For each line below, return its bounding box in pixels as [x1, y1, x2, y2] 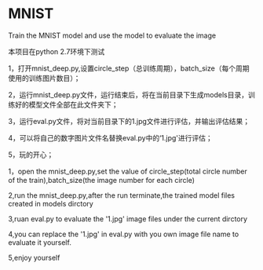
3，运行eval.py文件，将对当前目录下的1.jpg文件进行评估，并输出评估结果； [8, 116, 250, 126]
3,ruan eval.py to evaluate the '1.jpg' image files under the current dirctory [8, 213, 248, 224]
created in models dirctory [8, 199, 94, 208]
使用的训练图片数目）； [8, 73, 81, 82]
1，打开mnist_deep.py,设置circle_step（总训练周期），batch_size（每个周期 [8, 64, 250, 73]
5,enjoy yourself [8, 253, 60, 262]
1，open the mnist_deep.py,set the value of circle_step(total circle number [8, 166, 247, 176]
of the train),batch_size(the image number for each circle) [8, 175, 195, 184]
